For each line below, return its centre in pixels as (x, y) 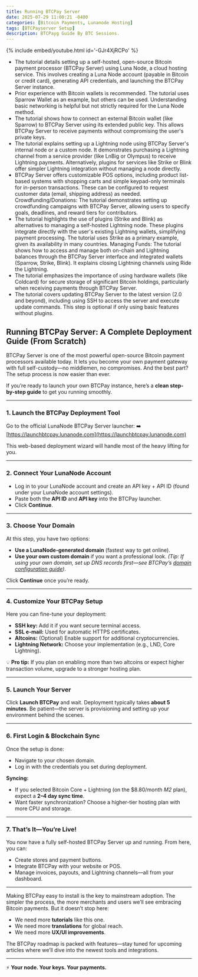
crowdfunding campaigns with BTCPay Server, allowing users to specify (102, 206)
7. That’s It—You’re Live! (41, 829)
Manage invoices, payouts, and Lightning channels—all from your (94, 872)
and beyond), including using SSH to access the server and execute (97, 301)
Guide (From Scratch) (46, 341)
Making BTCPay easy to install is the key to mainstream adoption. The (91, 896)
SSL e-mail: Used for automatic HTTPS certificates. (77, 632)
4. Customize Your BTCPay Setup (55, 601)
